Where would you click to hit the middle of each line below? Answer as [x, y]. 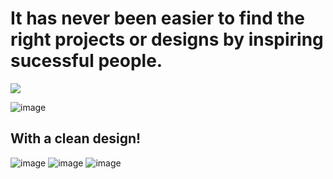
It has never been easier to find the [157, 18]
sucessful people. [86, 61]
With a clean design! [76, 138]
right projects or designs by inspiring [167, 39]
